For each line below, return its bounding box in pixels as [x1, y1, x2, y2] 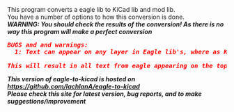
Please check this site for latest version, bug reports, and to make [7, 90, 202, 98]
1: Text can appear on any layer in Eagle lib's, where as [14, 48, 221, 56]
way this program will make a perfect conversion [7, 28, 153, 35]
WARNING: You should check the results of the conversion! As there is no [7, 20, 224, 29]
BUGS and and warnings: [7, 41, 88, 49]
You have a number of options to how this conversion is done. [7, 13, 185, 21]
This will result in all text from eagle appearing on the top [7, 62, 228, 70]
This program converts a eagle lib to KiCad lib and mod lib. [7, 6, 175, 13]
